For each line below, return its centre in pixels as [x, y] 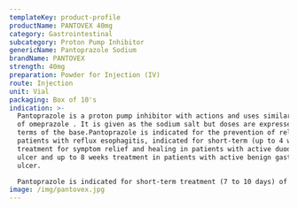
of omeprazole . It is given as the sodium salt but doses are [136, 125]
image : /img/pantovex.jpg [57, 190]
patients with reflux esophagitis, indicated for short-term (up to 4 [150, 141]
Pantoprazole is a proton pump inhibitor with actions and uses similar [154, 116]
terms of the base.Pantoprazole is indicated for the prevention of [146, 133]
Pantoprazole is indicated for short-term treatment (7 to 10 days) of [153, 181]
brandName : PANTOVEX [47, 58]
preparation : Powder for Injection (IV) [85, 75]
